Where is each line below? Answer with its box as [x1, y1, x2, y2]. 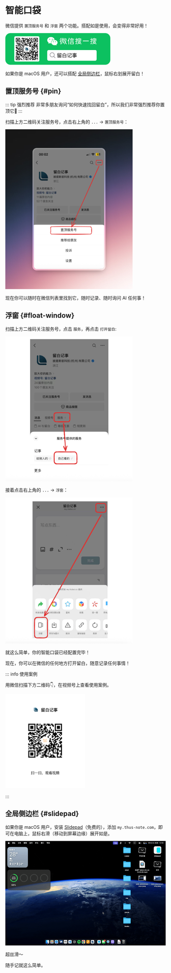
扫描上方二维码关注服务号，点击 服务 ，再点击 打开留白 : [5, 326, 117, 332]
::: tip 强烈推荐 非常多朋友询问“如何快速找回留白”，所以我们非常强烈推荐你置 [5, 101, 165, 107]
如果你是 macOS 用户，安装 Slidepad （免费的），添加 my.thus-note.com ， [5, 824, 159, 830]
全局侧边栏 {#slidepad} [5, 809, 79, 818]
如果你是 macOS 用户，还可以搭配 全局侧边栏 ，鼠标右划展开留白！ [5, 70, 145, 77]
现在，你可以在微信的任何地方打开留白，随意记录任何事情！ [5, 660, 130, 666]
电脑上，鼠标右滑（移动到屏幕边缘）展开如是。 [14, 830, 112, 836]
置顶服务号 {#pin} [5, 87, 62, 96]
